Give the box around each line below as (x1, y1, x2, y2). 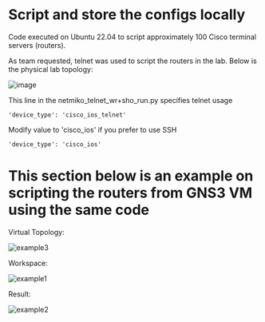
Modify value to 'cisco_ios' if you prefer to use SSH (8, 125, 177, 134)
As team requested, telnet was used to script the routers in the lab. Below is (8, 56, 257, 66)
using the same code (8, 201, 150, 219)
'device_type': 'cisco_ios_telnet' (8, 110, 127, 119)
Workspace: (8, 258, 48, 268)
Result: (8, 289, 31, 299)
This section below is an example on (8, 167, 254, 185)
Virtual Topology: (8, 227, 65, 237)
